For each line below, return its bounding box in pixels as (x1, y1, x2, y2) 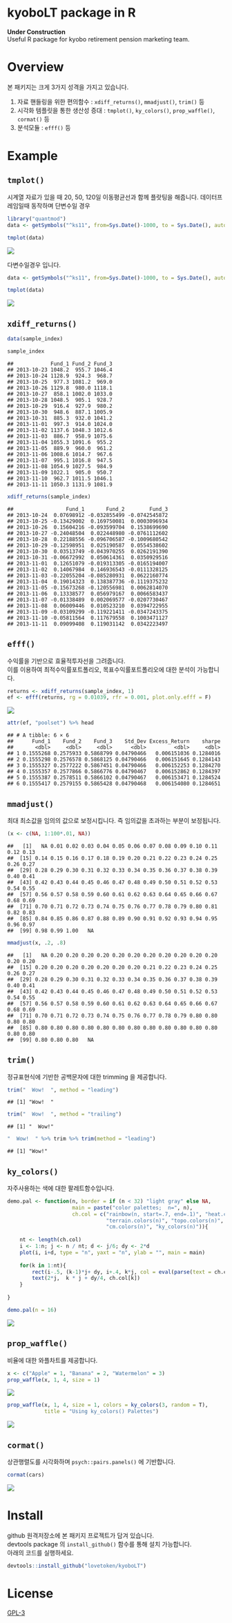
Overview (7, 59, 64, 75)
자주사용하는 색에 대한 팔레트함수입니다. (7, 1184, 115, 1192)
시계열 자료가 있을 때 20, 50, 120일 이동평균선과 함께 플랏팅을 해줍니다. (7, 193, 199, 201)
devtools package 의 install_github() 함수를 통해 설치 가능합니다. (7, 1539, 192, 1548)
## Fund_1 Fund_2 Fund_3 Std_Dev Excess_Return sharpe (7, 738, 221, 745)
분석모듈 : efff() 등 (17, 123, 71, 132)
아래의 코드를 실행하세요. (7, 1548, 74, 1557)
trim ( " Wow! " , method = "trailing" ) (7, 1111, 122, 1118)
